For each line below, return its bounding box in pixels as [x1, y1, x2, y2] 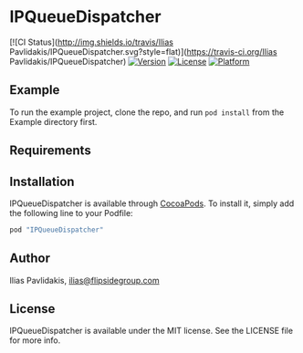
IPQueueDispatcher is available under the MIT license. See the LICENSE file [9, 326, 294, 337]
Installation [9, 173, 75, 189]
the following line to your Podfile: [9, 207, 134, 218]
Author [9, 251, 50, 266]
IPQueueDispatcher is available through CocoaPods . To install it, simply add [9, 198, 295, 209]
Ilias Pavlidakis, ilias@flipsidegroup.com [9, 275, 160, 286]
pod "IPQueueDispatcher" [9, 225, 104, 234]
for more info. [9, 335, 61, 346]
